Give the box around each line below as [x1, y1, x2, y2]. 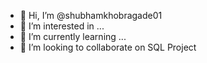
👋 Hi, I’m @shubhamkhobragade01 [19, 10, 163, 21]
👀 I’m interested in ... [19, 20, 105, 32]
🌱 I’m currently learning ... [19, 31, 127, 42]
